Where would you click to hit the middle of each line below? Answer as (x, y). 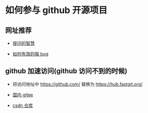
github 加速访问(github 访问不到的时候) (66, 71)
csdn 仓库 (23, 105)
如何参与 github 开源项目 (56, 10)
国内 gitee (23, 94)
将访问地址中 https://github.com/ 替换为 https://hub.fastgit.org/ (78, 84)
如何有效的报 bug (30, 54)
